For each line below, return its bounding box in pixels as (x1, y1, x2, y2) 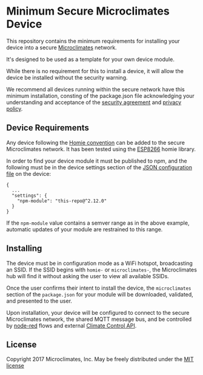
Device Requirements (6, 123, 90, 133)
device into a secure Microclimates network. (6, 44, 117, 51)
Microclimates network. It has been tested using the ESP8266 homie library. (6, 145, 196, 153)
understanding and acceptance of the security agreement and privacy (6, 99, 182, 106)
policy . (6, 105, 23, 112)
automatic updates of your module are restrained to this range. (6, 225, 163, 233)
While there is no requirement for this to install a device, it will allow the (6, 67, 184, 74)
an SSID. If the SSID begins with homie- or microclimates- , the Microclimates (6, 266, 197, 273)
